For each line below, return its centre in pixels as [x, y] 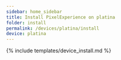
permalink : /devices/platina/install [53, 28]
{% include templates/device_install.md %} [59, 50]
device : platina [26, 34]
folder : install [26, 23]
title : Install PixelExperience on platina [61, 17]
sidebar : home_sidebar [34, 12]
